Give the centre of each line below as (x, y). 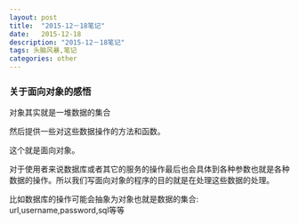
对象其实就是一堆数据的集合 (60, 113)
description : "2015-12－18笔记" (67, 42)
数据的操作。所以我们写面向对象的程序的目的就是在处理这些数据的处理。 (141, 180)
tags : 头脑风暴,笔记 (43, 51)
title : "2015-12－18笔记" (57, 26)
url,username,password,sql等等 (67, 211)
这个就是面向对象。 (44, 150)
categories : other (43, 59)
